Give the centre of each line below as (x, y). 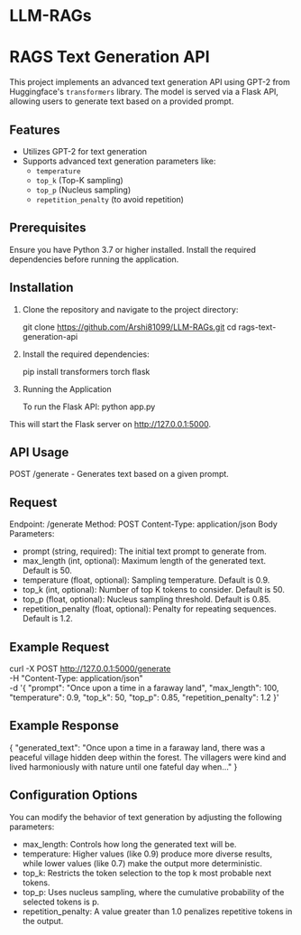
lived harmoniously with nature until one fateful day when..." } (123, 767)
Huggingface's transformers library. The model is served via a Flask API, (144, 92)
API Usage (39, 452)
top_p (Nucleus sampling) (83, 190)
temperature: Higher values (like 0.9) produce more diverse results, (147, 854)
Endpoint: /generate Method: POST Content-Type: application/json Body (143, 524)
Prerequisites (48, 228)
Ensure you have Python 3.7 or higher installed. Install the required (133, 249)
